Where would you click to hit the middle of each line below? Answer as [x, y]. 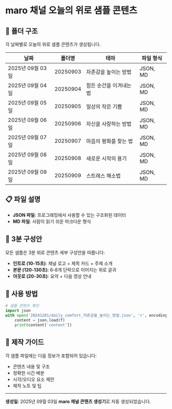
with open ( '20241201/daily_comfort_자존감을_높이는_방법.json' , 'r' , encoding [87, 316]
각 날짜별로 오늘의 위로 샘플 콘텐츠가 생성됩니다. [53, 44]
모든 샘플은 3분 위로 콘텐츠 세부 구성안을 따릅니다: [55, 252]
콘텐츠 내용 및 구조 [31, 366]
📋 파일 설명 [23, 200]
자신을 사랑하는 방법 [109, 124]
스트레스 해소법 [104, 176]
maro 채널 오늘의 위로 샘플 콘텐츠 [71, 11]
